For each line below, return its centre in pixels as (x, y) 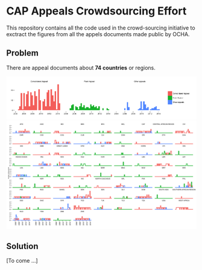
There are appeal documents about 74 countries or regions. (81, 67)
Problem (23, 53)
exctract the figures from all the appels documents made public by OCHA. (98, 34)
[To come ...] (22, 261)
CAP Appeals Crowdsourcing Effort (96, 11)
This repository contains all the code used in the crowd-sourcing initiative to (101, 28)
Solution (22, 246)
